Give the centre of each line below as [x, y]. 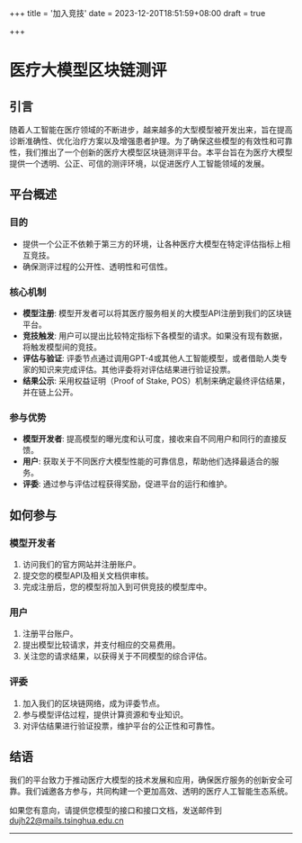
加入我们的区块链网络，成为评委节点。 [93, 703]
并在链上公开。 [50, 392]
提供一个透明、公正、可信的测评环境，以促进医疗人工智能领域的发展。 [139, 163]
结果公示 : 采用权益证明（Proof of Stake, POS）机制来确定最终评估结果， [156, 380]
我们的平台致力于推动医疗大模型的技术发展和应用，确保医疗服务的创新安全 [147, 780]
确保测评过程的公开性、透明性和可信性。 [97, 266]
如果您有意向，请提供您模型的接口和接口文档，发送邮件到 [115, 811]
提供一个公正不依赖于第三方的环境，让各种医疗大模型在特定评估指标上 [152, 244]
